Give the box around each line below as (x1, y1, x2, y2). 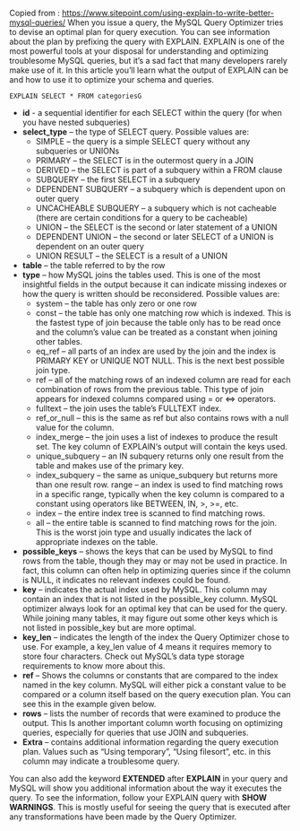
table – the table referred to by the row (21, 260, 166, 270)
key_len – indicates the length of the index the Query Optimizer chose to (21, 632, 289, 643)
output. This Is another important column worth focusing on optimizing (21, 718, 284, 728)
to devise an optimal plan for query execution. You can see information (9, 27, 270, 37)
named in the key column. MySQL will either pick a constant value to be (21, 679, 287, 690)
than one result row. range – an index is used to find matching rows (35, 479, 284, 490)
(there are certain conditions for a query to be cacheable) (35, 213, 248, 223)
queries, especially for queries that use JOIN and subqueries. (21, 727, 249, 738)
